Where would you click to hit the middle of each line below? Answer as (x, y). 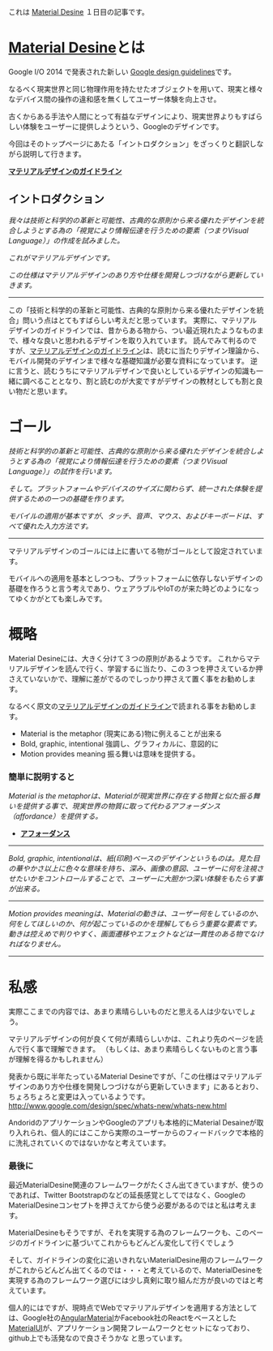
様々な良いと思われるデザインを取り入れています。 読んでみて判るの (136, 340)
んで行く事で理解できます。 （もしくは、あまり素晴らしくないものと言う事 (133, 1048)
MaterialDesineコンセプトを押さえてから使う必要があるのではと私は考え (129, 1205)
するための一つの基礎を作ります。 (72, 498)
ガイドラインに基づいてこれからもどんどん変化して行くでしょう (128, 1243)
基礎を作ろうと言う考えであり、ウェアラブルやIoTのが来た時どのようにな (130, 588)
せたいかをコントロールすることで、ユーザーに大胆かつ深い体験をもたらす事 (136, 878)
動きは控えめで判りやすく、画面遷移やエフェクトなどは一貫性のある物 (126, 934)
